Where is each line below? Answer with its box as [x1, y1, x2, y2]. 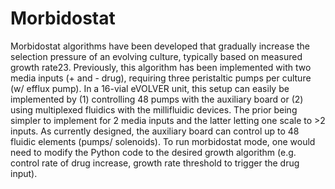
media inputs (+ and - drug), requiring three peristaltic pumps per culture [10, 72, 312, 84]
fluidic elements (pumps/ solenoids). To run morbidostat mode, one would [10, 135, 316, 147]
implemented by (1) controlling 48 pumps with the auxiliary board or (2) [10, 93, 304, 105]
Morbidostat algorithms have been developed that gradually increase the [10, 40, 311, 52]
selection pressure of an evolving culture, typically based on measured [10, 50, 303, 62]
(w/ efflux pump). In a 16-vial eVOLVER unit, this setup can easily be [10, 82, 290, 94]
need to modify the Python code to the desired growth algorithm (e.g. [10, 146, 297, 158]
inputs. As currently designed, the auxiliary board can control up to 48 [10, 125, 300, 137]
